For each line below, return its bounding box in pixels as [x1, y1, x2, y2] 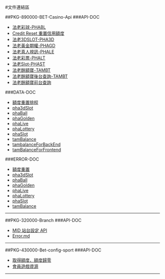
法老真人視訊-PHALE [12, 49, 55, 55]
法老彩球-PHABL [12, 24, 46, 30]
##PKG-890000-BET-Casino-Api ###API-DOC [5, 14, 100, 20]
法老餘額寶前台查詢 [12, 80, 52, 85]
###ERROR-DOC [5, 156, 39, 162]
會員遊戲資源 [12, 263, 38, 269]
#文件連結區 [5, 4, 29, 10]
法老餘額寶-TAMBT [12, 67, 51, 73]
